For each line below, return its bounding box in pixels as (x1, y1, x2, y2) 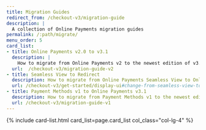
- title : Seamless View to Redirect (6, 71, 100, 78)
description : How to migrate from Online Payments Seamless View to (12, 77, 191, 83)
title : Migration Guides (6, 9, 70, 15)
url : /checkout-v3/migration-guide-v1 (12, 99, 112, 106)
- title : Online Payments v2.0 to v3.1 (6, 49, 109, 55)
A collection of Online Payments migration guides (12, 26, 144, 32)
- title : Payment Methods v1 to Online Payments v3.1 (6, 88, 147, 95)
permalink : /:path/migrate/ (6, 32, 78, 38)
